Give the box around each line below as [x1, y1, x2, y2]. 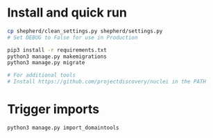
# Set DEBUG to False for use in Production [7, 34, 138, 41]
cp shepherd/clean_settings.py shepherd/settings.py [7, 28, 163, 34]
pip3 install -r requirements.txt [7, 46, 108, 53]
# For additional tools [7, 72, 76, 79]
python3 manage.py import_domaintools [7, 124, 119, 131]
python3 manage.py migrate [7, 59, 85, 66]
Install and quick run [7, 5, 127, 21]
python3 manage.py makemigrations [7, 53, 108, 60]
